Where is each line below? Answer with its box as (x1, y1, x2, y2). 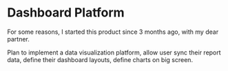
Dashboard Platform (7, 5, 125, 21)
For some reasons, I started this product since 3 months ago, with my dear (7, 28, 219, 36)
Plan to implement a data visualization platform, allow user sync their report (7, 48, 222, 57)
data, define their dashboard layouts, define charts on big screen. (7, 55, 194, 63)
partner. (7, 34, 30, 43)
